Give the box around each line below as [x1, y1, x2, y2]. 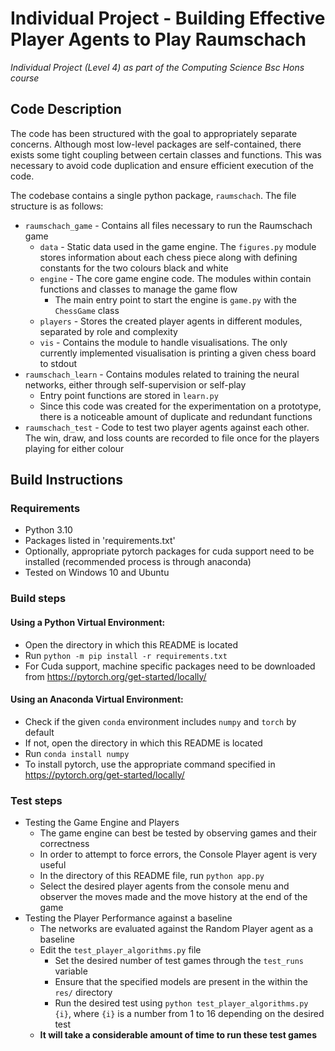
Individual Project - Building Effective [10, 7, 326, 30]
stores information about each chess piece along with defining [39, 251, 298, 263]
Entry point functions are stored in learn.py [39, 389, 219, 401]
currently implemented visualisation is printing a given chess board [39, 347, 317, 359]
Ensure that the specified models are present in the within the [54, 976, 308, 988]
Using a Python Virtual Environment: [10, 616, 166, 628]
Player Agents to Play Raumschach [10, 28, 307, 51]
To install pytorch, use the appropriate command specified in [24, 758, 276, 770]
